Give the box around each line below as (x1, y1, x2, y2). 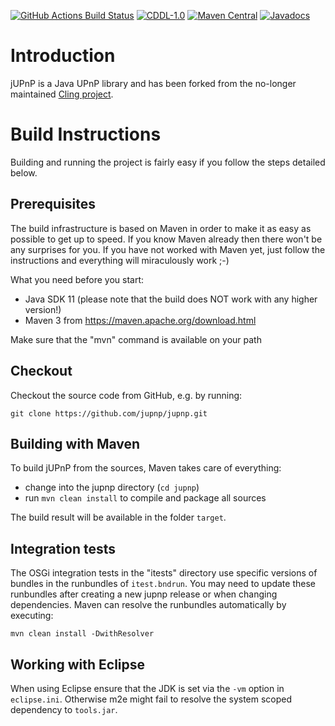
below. (10, 166, 38, 179)
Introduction (10, 45, 116, 67)
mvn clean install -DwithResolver (10, 629, 155, 639)
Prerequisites (10, 196, 96, 213)
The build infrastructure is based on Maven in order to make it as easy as (10, 222, 312, 234)
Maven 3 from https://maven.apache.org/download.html (24, 314, 257, 326)
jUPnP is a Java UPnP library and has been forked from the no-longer (10, 77, 297, 89)
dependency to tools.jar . (10, 703, 118, 715)
